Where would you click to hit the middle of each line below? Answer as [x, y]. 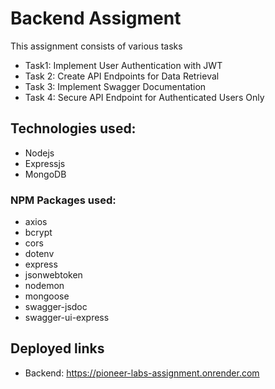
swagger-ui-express [67, 318]
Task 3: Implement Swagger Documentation [115, 86]
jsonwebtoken [53, 275]
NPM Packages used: [63, 200]
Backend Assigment [96, 18]
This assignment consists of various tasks [96, 46]
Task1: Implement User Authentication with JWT [123, 65]
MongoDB [45, 174]
